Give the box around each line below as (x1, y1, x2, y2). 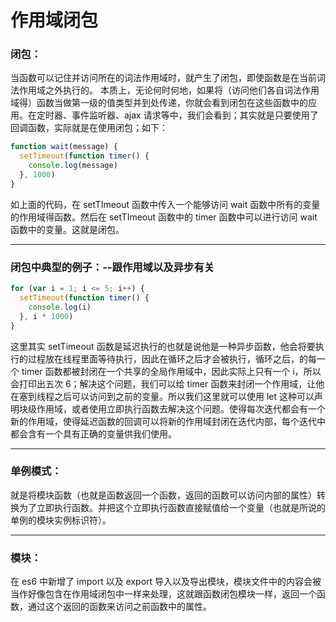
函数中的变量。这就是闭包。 (10, 223, 125, 235)
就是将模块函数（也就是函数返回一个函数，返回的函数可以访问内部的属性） (10, 489, 317, 501)
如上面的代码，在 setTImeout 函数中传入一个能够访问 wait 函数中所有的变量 (10, 198, 321, 210)
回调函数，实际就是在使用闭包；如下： (10, 122, 168, 134)
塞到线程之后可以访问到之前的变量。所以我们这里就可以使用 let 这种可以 (18, 390, 315, 402)
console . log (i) (28, 302, 92, 312)
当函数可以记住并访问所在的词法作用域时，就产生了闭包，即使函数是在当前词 (10, 72, 326, 84)
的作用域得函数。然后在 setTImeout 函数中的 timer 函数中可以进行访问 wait (10, 211, 318, 223)
